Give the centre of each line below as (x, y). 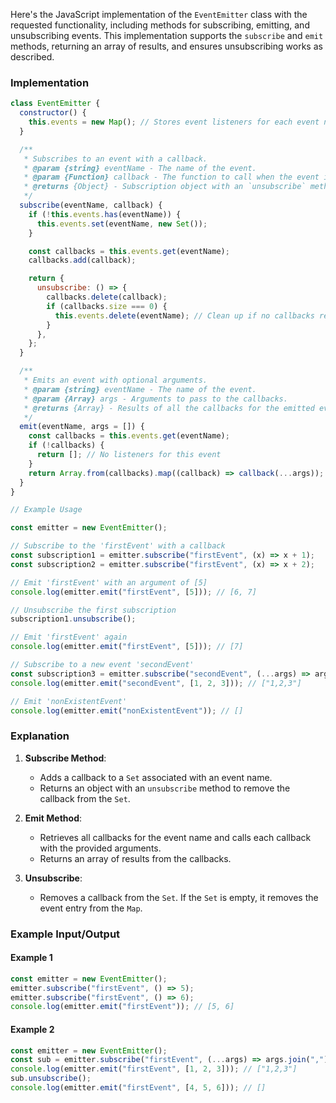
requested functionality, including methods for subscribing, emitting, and (160, 25)
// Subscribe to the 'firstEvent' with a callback (118, 546)
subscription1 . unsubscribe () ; (73, 619)
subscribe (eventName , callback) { (91, 205)
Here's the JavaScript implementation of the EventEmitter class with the (159, 14)
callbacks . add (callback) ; (82, 260)
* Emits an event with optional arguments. (115, 380)
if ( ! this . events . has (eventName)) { (105, 214)
